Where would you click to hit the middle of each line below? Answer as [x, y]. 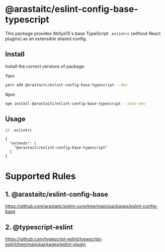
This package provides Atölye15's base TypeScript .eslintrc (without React [83, 33]
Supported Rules [41, 176]
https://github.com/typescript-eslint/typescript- [54, 239]
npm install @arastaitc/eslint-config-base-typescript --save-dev [75, 103]
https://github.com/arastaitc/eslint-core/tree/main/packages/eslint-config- [82, 206]
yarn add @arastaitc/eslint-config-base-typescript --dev [66, 85]
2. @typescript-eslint [39, 227]
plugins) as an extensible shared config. [46, 39]
